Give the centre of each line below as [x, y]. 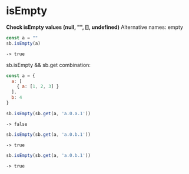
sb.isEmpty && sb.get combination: [49, 65]
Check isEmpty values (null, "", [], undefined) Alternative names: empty [95, 27]
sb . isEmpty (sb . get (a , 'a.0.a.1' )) [49, 113]
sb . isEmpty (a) [24, 43]
